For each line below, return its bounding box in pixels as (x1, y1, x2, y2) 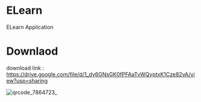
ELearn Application (6, 23, 54, 31)
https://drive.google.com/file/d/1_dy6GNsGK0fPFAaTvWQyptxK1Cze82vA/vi (6, 70, 195, 78)
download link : (6, 64, 44, 71)
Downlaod (6, 44, 59, 58)
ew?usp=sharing (6, 77, 48, 84)
